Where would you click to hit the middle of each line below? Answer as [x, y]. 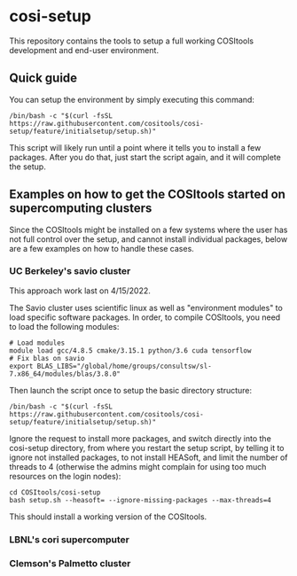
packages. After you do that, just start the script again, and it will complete [145, 157]
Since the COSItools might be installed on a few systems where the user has [148, 230]
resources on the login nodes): [65, 476]
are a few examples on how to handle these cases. [102, 248]
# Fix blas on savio [47, 358]
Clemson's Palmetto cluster [70, 563]
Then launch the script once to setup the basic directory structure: [131, 390]
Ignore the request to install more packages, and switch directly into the [141, 438]
